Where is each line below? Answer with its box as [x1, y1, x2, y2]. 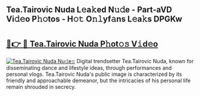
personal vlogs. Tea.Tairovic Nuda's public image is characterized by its [6, 71, 183, 78]
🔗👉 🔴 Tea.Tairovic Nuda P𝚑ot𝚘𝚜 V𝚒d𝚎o [6, 39, 158, 49]
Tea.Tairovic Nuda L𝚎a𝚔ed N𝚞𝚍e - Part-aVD [6, 5, 173, 15]
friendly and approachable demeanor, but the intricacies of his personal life [6, 77, 191, 84]
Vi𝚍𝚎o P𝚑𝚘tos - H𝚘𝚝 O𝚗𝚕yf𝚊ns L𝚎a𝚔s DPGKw [6, 14, 183, 24]
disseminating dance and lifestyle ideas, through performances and [6, 64, 172, 71]
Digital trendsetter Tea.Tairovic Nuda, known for [76, 58, 194, 64]
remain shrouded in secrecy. [6, 83, 76, 90]
